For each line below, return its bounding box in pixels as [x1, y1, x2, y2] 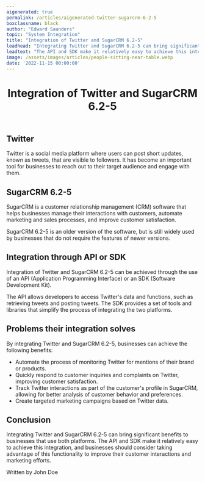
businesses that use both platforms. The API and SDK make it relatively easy [6, 437, 198, 445]
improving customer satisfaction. [15, 378, 98, 385]
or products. [15, 364, 47, 372]
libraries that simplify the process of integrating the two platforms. [6, 306, 173, 313]
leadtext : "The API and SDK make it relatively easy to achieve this [6, 49, 187, 55]
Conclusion [6, 414, 51, 425]
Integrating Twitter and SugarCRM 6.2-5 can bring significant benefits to [6, 431, 189, 438]
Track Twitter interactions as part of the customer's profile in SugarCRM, [15, 384, 198, 391]
